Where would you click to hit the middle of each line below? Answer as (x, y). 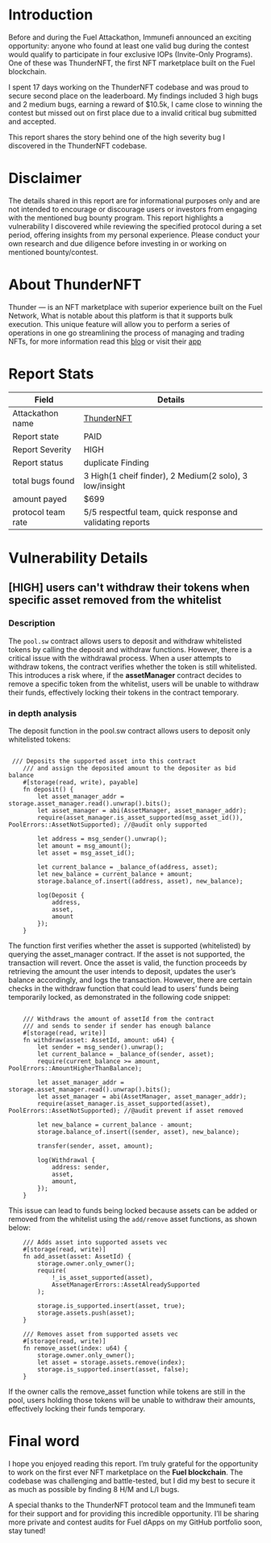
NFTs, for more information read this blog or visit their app (105, 341)
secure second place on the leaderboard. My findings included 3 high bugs (133, 95)
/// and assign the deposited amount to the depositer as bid (129, 768)
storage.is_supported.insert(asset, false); (113, 1369)
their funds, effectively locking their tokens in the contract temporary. (124, 692)
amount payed (40, 499)
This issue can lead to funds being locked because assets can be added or (133, 1210)
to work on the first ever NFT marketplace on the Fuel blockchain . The (126, 1472)
